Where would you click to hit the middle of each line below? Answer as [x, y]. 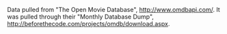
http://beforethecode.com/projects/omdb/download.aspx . [89, 24]
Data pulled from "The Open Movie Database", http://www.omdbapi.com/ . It [113, 10]
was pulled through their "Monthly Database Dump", [80, 17]
